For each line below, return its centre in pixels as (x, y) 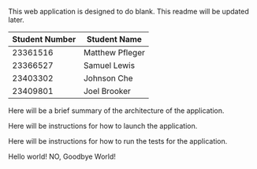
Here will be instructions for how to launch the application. (103, 126)
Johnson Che (108, 78)
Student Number (44, 39)
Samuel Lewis (109, 65)
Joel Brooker (107, 91)
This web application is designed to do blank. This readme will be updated (129, 11)
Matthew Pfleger (114, 53)
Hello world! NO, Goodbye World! (62, 156)
